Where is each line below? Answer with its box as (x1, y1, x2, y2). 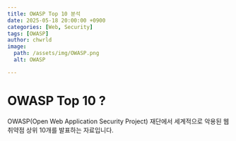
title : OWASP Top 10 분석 (7, 10, 81, 18)
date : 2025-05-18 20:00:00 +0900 (7, 17, 106, 24)
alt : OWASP (13, 56, 46, 63)
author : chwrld (7, 37, 52, 44)
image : (7, 43, 27, 50)
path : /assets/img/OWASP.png (13, 50, 100, 57)
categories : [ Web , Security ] (7, 23, 93, 30)
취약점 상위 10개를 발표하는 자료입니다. (7, 125, 114, 134)
